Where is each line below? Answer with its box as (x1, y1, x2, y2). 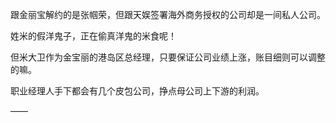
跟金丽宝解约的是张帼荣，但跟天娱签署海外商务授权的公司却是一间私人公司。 (10, 9, 326, 20)
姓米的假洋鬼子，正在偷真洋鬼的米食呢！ (10, 30, 177, 42)
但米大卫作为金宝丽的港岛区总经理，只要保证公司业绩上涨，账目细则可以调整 (10, 51, 326, 63)
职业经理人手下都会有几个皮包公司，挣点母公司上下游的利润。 (10, 85, 265, 97)
